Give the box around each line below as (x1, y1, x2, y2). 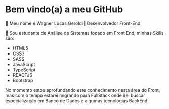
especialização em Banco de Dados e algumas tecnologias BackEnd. (5, 97, 149, 104)
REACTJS (12, 72, 33, 78)
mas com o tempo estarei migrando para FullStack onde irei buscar (5, 92, 145, 98)
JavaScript (12, 61, 35, 67)
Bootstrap (12, 77, 33, 83)
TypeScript (12, 67, 36, 73)
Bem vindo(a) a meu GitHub (5, 4, 123, 15)
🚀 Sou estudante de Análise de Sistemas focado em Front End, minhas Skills (5, 30, 164, 36)
